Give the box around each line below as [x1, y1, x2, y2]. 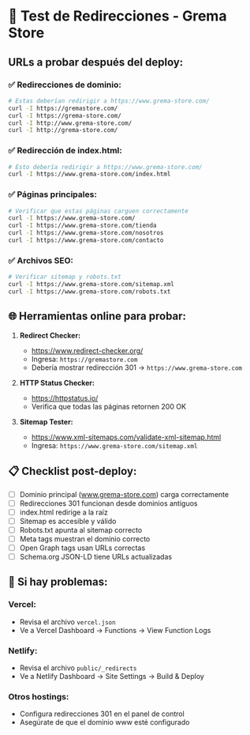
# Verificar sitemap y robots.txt [8, 273, 122, 281]
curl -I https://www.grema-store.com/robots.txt [8, 288, 171, 296]
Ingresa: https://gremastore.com [31, 354, 138, 364]
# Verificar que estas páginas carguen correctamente [8, 207, 189, 215]
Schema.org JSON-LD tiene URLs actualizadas [19, 552, 172, 561]
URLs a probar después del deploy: [8, 55, 184, 69]
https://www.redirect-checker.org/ [31, 345, 144, 355]
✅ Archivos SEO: [8, 254, 73, 266]
